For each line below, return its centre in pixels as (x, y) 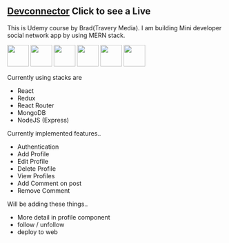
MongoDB (31, 112)
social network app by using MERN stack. (66, 35)
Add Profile (33, 154)
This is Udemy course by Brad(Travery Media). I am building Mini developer (114, 28)
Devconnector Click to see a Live (79, 11)
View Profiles (36, 176)
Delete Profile (37, 169)
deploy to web (38, 232)
